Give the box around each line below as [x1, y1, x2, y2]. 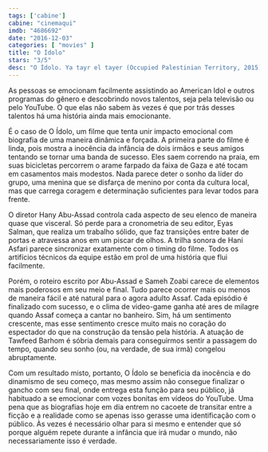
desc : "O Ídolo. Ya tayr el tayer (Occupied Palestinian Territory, [8, 64, 241, 72]
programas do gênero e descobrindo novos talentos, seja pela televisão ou [8, 93, 254, 104]
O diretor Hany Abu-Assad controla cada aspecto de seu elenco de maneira [8, 209, 258, 220]
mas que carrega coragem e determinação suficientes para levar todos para [8, 185, 259, 196]
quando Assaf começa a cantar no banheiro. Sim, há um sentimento [8, 310, 232, 319]
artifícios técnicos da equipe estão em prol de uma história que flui [8, 252, 228, 262]
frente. [8, 194, 30, 204]
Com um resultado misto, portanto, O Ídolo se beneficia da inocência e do [8, 368, 251, 378]
